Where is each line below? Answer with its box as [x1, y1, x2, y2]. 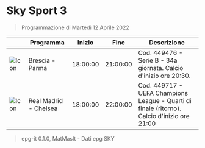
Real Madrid [28, 96, 63, 105]
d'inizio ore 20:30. [138, 71, 191, 80]
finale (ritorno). [138, 104, 182, 113]
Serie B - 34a [138, 56, 178, 65]
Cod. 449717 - [138, 81, 183, 90]
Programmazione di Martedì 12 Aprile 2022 [21, 24, 129, 31]
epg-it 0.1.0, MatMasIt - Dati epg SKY [21, 135, 115, 142]
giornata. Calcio [138, 63, 184, 72]
